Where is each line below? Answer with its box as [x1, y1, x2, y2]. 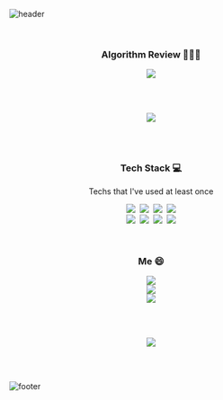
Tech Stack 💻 [120, 162, 183, 174]
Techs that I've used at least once [88, 185, 214, 197]
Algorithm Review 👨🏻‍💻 [101, 48, 201, 60]
